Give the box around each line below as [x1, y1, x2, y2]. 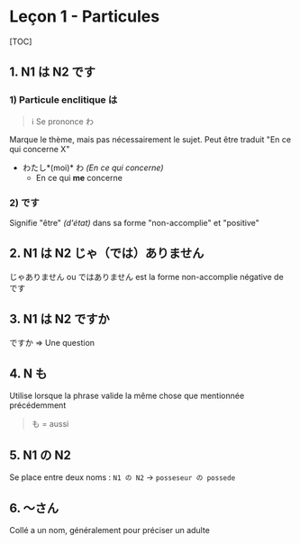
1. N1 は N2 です [9, 65, 96, 80]
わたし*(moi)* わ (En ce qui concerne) [22, 162, 164, 173]
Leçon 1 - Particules [9, 6, 160, 27]
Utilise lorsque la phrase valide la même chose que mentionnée [9, 390, 245, 402]
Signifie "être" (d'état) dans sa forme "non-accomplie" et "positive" [9, 217, 259, 228]
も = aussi [31, 419, 69, 430]
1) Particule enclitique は [9, 94, 118, 106]
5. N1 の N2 [9, 448, 72, 463]
